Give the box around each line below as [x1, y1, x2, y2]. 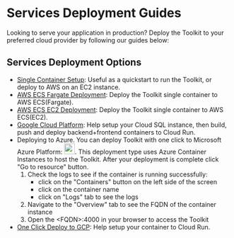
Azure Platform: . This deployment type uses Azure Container [16, 147, 206, 156]
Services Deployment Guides [6, 5, 182, 21]
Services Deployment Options [6, 57, 142, 69]
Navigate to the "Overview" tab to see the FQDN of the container [27, 200, 217, 208]
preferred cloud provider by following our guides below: [6, 35, 170, 44]
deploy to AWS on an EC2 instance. [16, 83, 121, 91]
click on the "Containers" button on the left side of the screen [37, 177, 217, 186]
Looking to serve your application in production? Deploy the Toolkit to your [6, 28, 224, 37]
